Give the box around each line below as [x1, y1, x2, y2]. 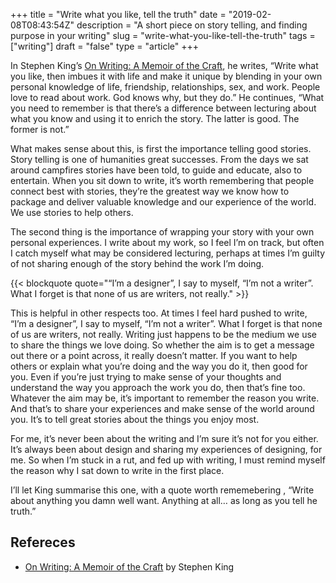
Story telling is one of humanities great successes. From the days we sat [10, 154, 309, 165]
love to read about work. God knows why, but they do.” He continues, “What [10, 92, 325, 103]
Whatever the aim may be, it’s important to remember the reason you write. [10, 392, 320, 404]
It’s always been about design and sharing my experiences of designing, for [10, 444, 323, 455]
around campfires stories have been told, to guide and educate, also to [10, 164, 303, 176]
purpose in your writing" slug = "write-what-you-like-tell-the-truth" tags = [10, 30, 316, 41]
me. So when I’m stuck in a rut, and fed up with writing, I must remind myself [10, 454, 326, 466]
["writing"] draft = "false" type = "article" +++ [10, 40, 199, 52]
